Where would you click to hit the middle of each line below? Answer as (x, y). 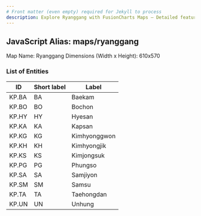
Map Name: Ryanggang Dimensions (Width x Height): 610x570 (83, 56)
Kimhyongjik (89, 145)
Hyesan (82, 116)
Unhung (83, 204)
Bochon (83, 107)
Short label (50, 87)
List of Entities (28, 71)
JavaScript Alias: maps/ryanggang (73, 42)
